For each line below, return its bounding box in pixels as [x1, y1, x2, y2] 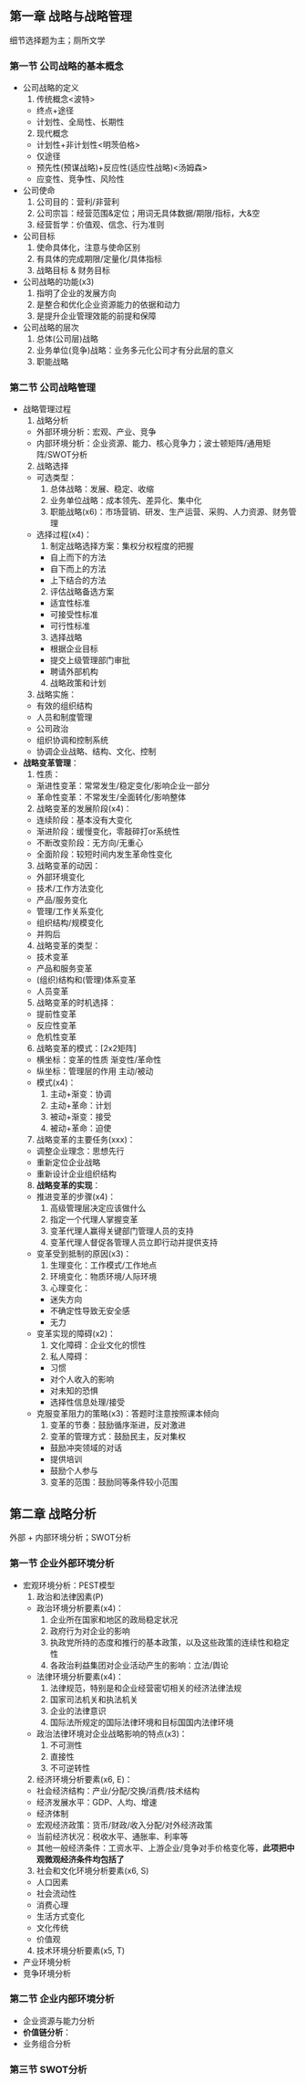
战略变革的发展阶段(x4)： [36, 803, 132, 815]
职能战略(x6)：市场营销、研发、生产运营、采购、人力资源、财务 [49, 506, 289, 518]
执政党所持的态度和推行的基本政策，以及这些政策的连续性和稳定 [49, 1637, 290, 1647]
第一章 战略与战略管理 [9, 8, 132, 25]
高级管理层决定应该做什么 [49, 1203, 147, 1214]
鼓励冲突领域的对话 [49, 1442, 123, 1454]
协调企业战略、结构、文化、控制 [36, 746, 157, 757]
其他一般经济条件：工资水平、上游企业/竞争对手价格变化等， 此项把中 [36, 1842, 295, 1853]
